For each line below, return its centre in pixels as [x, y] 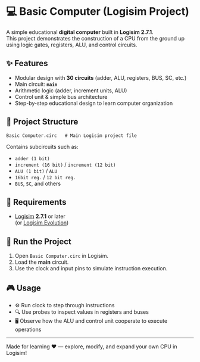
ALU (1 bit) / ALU [36, 171]
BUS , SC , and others [38, 183]
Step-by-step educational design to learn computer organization [94, 103]
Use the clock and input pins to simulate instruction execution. [91, 269]
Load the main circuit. [42, 262]
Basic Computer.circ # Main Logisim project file [71, 135]
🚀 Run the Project [39, 241]
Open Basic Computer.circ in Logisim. [62, 256]
